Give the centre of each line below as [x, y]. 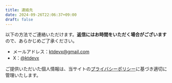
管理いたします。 [23, 75]
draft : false [19, 19]
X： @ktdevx [26, 58]
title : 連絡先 [19, 10]
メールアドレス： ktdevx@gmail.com [51, 52]
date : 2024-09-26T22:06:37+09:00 [41, 15]
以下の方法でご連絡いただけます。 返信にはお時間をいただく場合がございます [86, 35]
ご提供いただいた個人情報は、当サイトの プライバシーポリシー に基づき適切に [86, 69]
